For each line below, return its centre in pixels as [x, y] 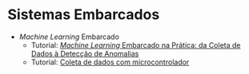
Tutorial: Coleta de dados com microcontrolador [110, 62]
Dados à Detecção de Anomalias [85, 53]
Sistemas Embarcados [84, 15]
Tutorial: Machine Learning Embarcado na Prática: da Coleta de [136, 45]
